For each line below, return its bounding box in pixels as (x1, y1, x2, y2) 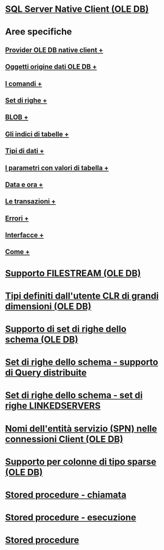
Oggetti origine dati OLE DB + (5, 63, 97, 71)
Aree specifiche (5, 26, 72, 38)
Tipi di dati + (5, 147, 45, 155)
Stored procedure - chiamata (5, 489, 126, 500)
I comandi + (5, 79, 42, 88)
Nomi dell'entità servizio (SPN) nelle (5, 423, 157, 434)
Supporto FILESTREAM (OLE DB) (5, 267, 141, 279)
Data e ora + (5, 180, 44, 189)
